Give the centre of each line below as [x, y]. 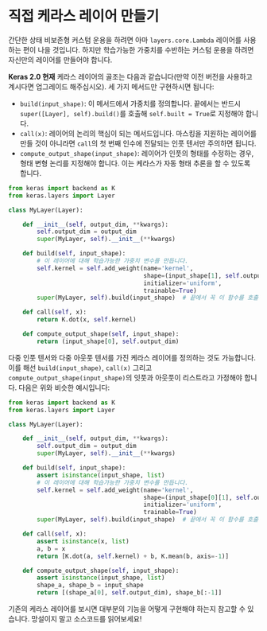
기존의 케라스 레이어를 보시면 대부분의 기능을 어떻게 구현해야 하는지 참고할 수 [127, 609]
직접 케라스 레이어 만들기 [84, 16]
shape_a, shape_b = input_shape [91, 586]
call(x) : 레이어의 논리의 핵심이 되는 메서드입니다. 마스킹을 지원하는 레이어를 [138, 133]
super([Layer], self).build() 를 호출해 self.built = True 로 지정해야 [132, 113]
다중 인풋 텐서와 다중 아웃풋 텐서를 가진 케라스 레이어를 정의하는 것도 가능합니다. [132, 357]
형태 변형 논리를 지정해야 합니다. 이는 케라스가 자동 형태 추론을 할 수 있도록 [135, 163]
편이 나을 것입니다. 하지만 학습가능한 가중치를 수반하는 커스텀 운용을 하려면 [138, 49]
